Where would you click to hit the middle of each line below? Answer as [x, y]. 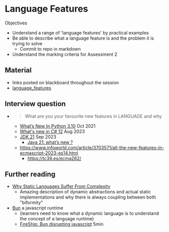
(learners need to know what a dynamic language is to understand [89, 213]
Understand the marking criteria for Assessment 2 [65, 54]
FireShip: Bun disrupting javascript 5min [62, 224]
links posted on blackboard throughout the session [65, 82]
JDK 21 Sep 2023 [38, 137]
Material [18, 70]
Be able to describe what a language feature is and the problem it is [83, 38]
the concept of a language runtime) [57, 219]
